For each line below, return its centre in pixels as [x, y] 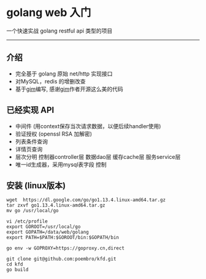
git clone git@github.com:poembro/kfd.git [61, 259]
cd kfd [15, 264]
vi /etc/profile [27, 221]
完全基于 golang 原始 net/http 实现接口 [64, 74]
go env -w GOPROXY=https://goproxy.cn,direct [65, 248]
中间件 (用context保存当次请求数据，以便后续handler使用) [88, 126]
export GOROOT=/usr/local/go [44, 227]
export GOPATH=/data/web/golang [48, 232]
